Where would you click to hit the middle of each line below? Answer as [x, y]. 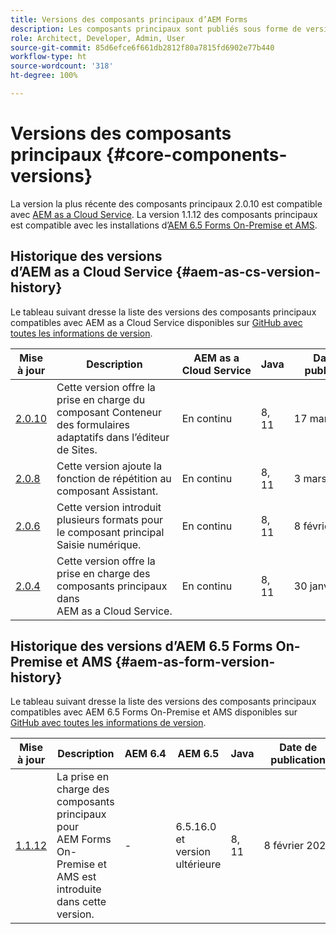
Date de [298, 748]
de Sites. [77, 449]
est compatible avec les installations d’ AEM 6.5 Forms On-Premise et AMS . [164, 225]
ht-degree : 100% [44, 76]
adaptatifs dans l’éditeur [113, 437]
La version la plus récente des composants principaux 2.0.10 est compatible [166, 203]
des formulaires [93, 424]
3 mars [310, 478]
